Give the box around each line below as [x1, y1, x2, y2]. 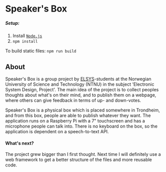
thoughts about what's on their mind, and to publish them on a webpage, [5, 92, 156, 98]
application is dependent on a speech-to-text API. [5, 128, 109, 134]
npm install [12, 39, 38, 44]
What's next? [5, 140, 34, 146]
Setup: [5, 20, 20, 26]
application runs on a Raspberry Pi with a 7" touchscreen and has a [5, 118, 145, 124]
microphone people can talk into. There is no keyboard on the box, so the [5, 123, 158, 129]
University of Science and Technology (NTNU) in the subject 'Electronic [5, 81, 155, 87]
